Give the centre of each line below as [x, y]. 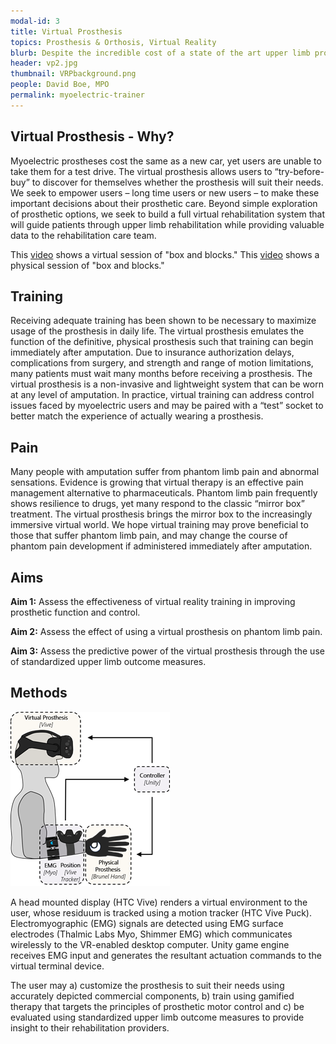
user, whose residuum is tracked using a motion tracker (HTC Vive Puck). [161, 912]
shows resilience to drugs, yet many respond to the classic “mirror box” [157, 504]
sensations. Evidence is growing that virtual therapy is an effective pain [157, 482]
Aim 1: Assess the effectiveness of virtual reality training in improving [153, 601]
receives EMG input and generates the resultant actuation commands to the [166, 955]
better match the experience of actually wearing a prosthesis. [137, 416]
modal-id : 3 [35, 21]
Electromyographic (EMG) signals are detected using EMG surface [147, 923]
